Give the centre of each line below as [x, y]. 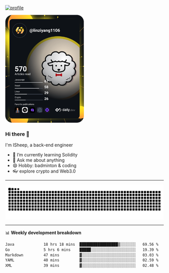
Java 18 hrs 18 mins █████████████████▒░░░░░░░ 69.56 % [82, 244]
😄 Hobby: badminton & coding [45, 166]
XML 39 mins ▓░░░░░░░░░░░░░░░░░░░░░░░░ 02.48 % [82, 266]
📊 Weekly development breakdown [43, 233]
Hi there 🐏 [18, 134]
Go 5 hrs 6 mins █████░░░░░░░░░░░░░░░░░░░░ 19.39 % [82, 250]
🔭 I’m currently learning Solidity [45, 155]
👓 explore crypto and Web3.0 [44, 171]
